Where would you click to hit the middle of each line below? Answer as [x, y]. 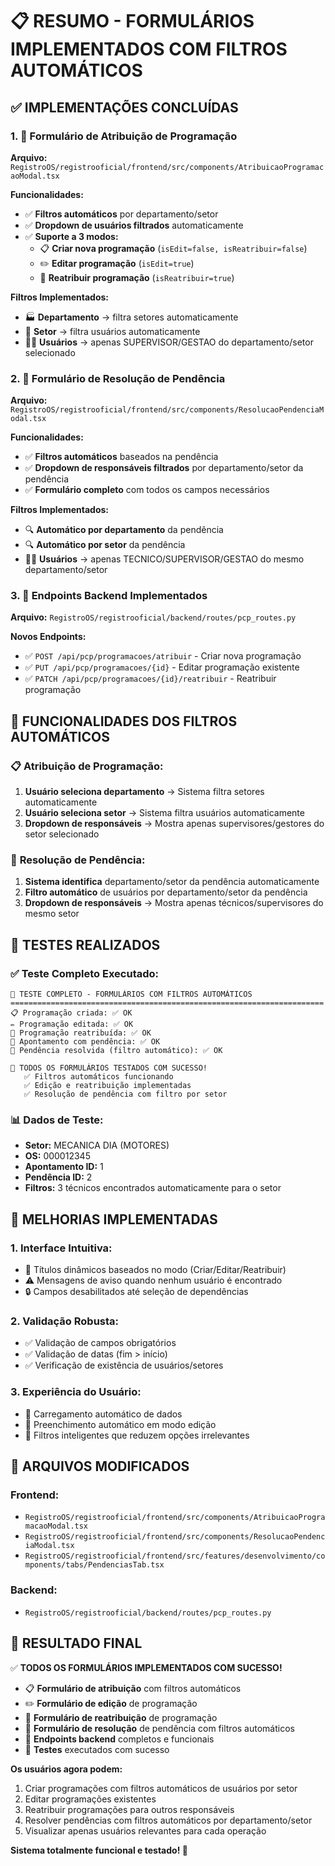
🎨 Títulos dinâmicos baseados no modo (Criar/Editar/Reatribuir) [155, 1270]
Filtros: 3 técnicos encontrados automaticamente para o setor [153, 1188]
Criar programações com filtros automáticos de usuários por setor [161, 1788]
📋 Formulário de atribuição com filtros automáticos [133, 1688]
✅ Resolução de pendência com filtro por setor [125, 1094]
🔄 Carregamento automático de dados [103, 1414]
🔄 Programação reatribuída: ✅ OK [81, 1033]
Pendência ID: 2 [58, 1177]
